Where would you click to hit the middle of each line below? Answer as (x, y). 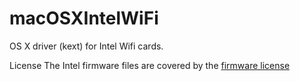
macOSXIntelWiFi (84, 18)
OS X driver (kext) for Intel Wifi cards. (86, 46)
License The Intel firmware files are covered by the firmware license (150, 65)
